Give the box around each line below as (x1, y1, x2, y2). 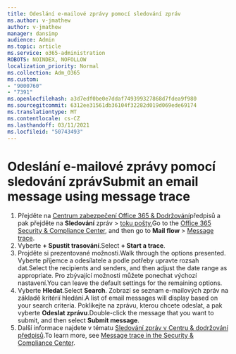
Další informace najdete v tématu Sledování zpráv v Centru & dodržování (17, 324, 229, 332)
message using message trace (7, 188, 190, 204)
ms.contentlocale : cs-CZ (7, 115, 80, 122)
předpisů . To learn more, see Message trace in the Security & (17, 331, 194, 340)
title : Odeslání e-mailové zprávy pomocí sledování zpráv (7, 10, 181, 18)
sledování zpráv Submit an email (7, 173, 199, 189)
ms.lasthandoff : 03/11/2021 (7, 121, 90, 129)
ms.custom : (7, 75, 39, 83)
